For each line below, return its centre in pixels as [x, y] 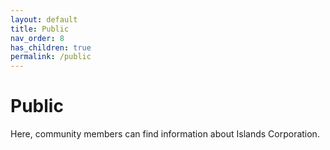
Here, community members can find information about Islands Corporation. [165, 134]
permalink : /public [51, 57]
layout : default [44, 19]
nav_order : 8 [37, 38]
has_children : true [51, 47]
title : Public [40, 29]
